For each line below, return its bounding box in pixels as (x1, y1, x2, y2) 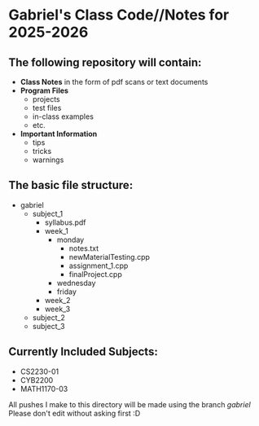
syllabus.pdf (44, 217, 86, 227)
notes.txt (68, 243, 99, 253)
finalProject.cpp (68, 269, 122, 279)
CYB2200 (20, 375, 54, 384)
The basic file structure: (8, 178, 134, 192)
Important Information (20, 129, 98, 138)
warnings (32, 155, 64, 165)
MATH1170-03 (20, 384, 68, 393)
